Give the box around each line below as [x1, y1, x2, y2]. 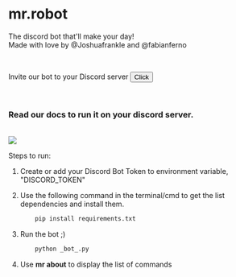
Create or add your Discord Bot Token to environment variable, [19, 167, 229, 176]
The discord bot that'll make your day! [8, 31, 135, 41]
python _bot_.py [35, 245, 89, 254]
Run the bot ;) [19, 229, 66, 239]
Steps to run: [8, 151, 52, 161]
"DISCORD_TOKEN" [19, 175, 86, 185]
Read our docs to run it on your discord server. [8, 109, 194, 120]
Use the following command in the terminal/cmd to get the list [19, 191, 226, 201]
